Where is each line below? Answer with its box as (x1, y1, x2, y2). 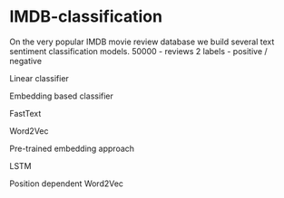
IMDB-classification (9, 6, 163, 27)
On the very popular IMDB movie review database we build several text (9, 36, 275, 47)
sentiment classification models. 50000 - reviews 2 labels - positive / (9, 45, 268, 56)
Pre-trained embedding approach (9, 143, 134, 154)
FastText (9, 108, 42, 118)
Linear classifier (9, 72, 70, 83)
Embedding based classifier (9, 90, 113, 101)
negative (9, 55, 43, 66)
